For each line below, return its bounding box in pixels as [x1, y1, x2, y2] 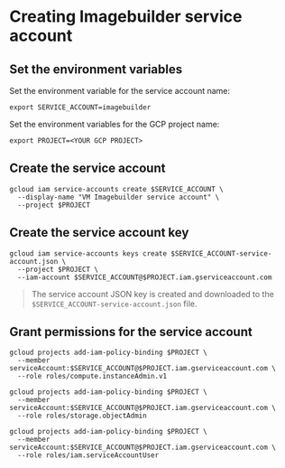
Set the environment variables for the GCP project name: [9, 119, 220, 129]
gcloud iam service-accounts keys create [9, 248, 168, 258]
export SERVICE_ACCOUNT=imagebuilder [9, 103, 152, 112]
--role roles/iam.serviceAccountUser [17, 451, 160, 460]
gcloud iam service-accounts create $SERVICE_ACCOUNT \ [9, 184, 224, 193]
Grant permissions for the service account [9, 324, 253, 340]
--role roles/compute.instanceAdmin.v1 [17, 372, 168, 381]
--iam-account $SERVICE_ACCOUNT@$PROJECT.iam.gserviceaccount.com [17, 273, 272, 282]
